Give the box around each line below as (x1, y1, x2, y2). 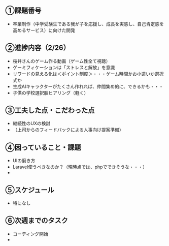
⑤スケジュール (5, 186, 54, 194)
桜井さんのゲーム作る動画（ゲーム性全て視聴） (12, 58, 111, 64)
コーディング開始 (12, 231, 48, 237)
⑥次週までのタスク (5, 217, 69, 225)
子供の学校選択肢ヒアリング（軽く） (12, 89, 89, 96)
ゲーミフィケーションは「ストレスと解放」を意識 (12, 64, 115, 70)
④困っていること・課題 (5, 143, 81, 151)
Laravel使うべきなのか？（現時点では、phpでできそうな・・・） (12, 164, 148, 170)
